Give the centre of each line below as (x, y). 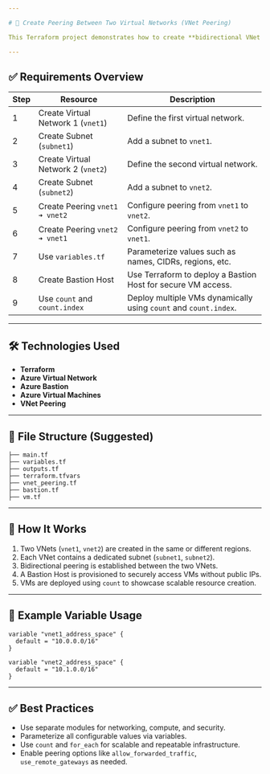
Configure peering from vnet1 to (188, 206)
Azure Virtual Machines (61, 395)
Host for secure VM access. (180, 285)
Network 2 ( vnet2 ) (73, 170)
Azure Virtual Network (59, 378)
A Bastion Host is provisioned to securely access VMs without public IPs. (141, 574)
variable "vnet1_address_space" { (66, 634)
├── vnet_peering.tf (43, 483)
